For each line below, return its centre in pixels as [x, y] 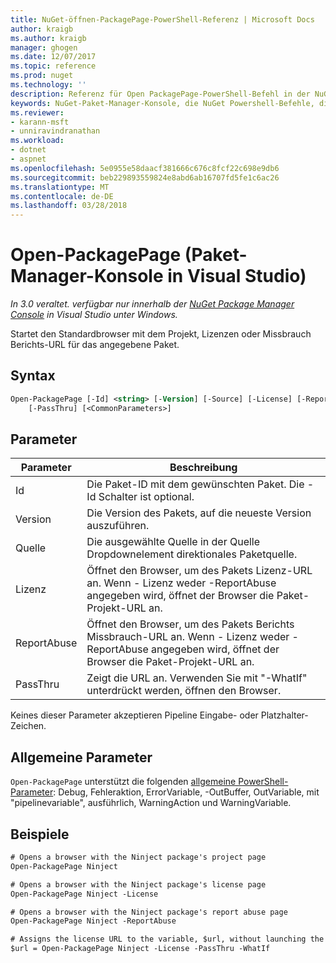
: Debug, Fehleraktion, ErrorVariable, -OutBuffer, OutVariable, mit [186, 792]
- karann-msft [40, 122]
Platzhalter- [284, 715]
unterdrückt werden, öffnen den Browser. [184, 691]
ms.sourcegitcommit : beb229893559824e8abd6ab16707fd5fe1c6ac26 [145, 177]
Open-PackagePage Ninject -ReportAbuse [93, 921]
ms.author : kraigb [48, 38]
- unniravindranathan [55, 131]
